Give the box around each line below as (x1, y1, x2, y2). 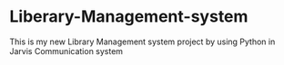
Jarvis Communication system (9, 45, 124, 56)
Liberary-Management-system (9, 6, 248, 27)
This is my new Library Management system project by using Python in (9, 36, 276, 47)
